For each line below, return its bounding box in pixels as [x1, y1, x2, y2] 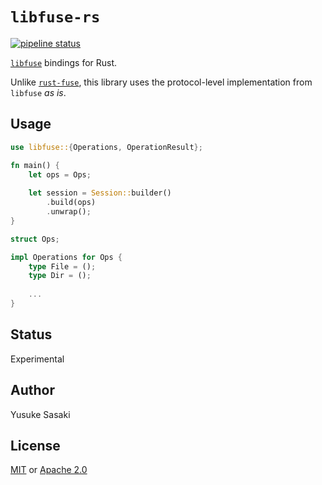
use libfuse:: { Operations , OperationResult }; [10, 142, 203, 152]
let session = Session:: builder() [28, 188, 172, 198]
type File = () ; [28, 261, 97, 272]
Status [10, 326, 53, 343]
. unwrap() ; [46, 207, 92, 217]
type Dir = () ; [28, 271, 92, 281]
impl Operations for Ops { [10, 252, 123, 262]
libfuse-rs [10, 8, 101, 27]
